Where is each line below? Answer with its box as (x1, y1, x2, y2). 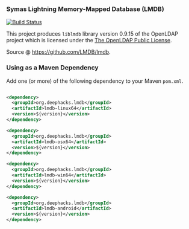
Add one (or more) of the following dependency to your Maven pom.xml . (6, 77, 184, 85)
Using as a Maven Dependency (6, 63, 99, 72)
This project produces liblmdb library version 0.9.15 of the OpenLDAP (6, 30, 179, 37)
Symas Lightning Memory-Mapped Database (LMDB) (6, 5, 164, 13)
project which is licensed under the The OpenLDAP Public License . (6, 37, 172, 44)
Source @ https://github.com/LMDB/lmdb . (6, 48, 111, 56)
